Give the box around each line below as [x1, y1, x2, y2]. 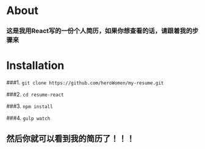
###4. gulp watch [6, 114, 51, 122]
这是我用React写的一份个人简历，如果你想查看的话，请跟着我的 [6, 27, 193, 35]
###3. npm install [6, 103, 53, 110]
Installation [6, 59, 65, 73]
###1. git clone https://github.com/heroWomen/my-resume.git [6, 79, 164, 86]
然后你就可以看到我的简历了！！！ [6, 134, 135, 144]
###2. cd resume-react [6, 91, 64, 98]
